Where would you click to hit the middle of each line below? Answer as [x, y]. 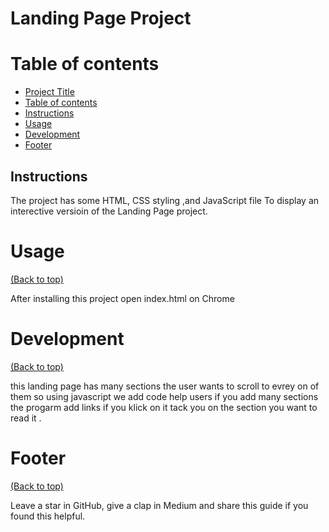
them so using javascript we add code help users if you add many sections [164, 396]
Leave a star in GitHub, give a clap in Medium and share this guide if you [159, 505]
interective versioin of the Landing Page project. [109, 211]
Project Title [49, 92]
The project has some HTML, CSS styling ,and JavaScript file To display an [165, 200]
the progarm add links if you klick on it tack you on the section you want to [164, 407]
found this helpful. [48, 516]
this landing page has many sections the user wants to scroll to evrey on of [165, 386]
